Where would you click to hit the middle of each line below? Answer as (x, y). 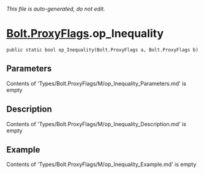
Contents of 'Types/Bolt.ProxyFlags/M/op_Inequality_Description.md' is (96, 124)
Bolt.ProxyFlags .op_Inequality (85, 34)
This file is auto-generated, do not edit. (56, 9)
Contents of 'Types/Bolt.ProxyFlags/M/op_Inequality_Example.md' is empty (101, 164)
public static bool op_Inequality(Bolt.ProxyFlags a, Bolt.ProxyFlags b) (103, 50)
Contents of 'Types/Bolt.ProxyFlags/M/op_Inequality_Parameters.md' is (96, 83)
